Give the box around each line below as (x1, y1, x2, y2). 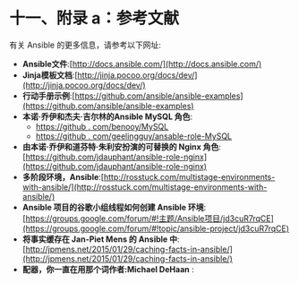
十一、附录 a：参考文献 (9, 8, 179, 29)
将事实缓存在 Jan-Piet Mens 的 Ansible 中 (21, 234, 177, 244)
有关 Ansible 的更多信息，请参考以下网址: (9, 39, 161, 50)
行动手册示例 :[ (21, 90, 75, 101)
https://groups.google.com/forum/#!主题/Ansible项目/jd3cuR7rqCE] (25, 212, 275, 224)
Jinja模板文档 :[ (21, 69, 78, 81)
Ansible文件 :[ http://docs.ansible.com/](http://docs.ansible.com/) (21, 58, 262, 69)
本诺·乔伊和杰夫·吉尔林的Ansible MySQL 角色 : (21, 111, 193, 122)
